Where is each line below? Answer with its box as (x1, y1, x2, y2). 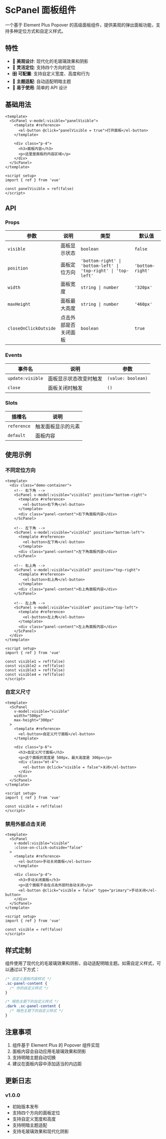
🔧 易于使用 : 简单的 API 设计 (12, 84, 68, 90)
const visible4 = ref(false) (5, 672, 65, 677)
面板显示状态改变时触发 (47, 375, 103, 382)
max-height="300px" (14, 718, 54, 723)
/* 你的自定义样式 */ (9, 986, 49, 991)
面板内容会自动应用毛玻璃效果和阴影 (12, 1048, 86, 1054)
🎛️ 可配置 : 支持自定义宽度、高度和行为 (12, 70, 90, 76)
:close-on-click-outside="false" (14, 845, 83, 850)
